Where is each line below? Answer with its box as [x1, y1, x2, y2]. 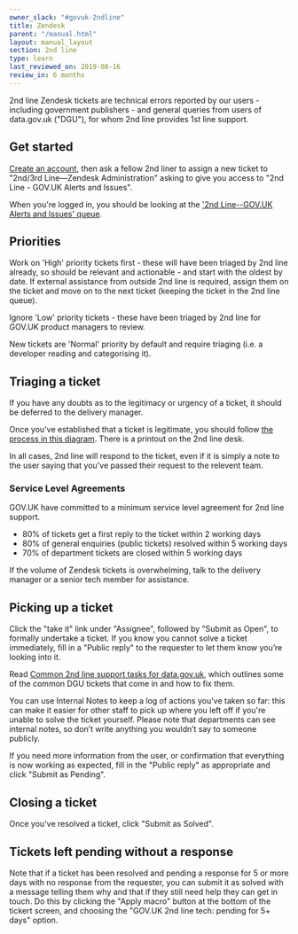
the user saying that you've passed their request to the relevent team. [9, 460, 263, 471]
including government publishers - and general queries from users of [9, 104, 262, 115]
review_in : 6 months [9, 71, 86, 80]
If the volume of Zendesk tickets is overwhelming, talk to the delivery [9, 564, 262, 576]
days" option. [9, 915, 59, 925]
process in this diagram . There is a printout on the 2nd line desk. [9, 433, 246, 444]
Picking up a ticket [9, 600, 114, 615]
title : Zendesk [9, 21, 66, 30]
